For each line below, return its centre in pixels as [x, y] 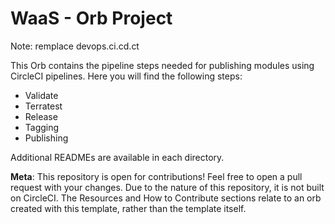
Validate [41, 95]
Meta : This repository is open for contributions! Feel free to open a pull [156, 176]
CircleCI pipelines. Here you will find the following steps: [126, 76]
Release [41, 116]
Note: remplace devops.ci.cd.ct [75, 46]
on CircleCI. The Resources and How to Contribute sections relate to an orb [166, 198]
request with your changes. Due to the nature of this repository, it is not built [167, 187]
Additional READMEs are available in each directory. [117, 157]
